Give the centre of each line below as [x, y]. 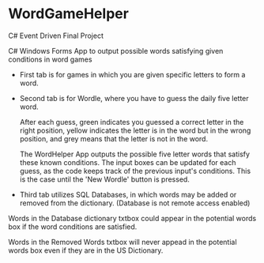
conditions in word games [50, 59]
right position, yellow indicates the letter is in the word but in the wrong [135, 130]
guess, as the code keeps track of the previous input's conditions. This [135, 171]
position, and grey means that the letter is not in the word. [113, 138]
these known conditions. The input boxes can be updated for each [128, 162]
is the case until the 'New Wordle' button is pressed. [104, 179]
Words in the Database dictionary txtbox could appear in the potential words [132, 218]
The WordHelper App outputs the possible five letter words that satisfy [135, 154]
